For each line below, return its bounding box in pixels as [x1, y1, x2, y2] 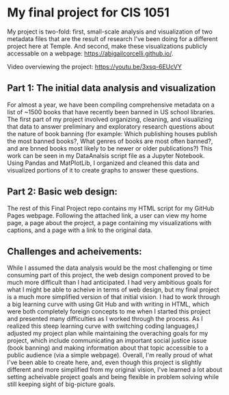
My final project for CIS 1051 [7, 5, 170, 21]
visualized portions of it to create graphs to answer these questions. [7, 166, 199, 174]
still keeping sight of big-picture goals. [7, 380, 116, 388]
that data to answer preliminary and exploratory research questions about [7, 122, 215, 131]
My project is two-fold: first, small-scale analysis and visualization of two [7, 27, 213, 36]
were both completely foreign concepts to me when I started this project [7, 307, 211, 316]
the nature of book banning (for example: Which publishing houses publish [7, 129, 217, 138]
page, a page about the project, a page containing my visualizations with [7, 218, 212, 227]
